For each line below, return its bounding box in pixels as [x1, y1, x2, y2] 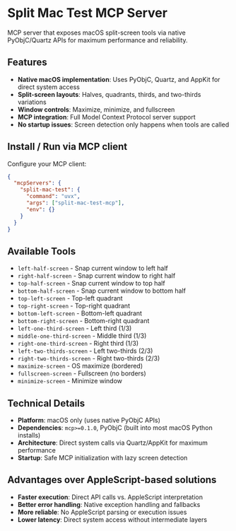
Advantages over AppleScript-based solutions [7, 474, 217, 486]
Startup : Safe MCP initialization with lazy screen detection [17, 454, 188, 462]
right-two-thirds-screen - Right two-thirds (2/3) [17, 354, 160, 363]
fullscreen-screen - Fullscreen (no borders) [17, 369, 146, 378]
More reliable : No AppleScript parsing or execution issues [17, 508, 187, 516]
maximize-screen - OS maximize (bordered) [17, 362, 143, 370]
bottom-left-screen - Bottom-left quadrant [17, 309, 143, 317]
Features [7, 57, 47, 69]
